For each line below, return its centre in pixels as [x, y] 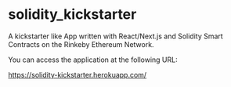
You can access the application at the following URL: [93, 60]
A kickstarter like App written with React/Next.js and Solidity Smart [115, 36]
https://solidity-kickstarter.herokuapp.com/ [78, 74]
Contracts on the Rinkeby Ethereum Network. [81, 44]
